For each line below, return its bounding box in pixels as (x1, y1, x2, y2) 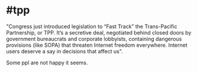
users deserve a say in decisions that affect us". (6, 47, 123, 54)
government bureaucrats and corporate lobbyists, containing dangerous (6, 35, 182, 42)
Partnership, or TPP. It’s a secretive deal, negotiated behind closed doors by (6, 29, 192, 36)
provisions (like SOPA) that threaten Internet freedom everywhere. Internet (6, 42, 188, 49)
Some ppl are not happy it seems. (6, 59, 88, 66)
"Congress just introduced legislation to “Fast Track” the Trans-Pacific (6, 23, 177, 30)
